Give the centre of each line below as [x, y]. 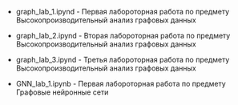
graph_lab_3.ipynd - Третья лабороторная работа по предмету [123, 60]
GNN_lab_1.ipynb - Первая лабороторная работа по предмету [121, 84]
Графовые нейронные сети [62, 92]
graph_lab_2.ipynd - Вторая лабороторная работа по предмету [123, 36]
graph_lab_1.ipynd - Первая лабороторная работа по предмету [123, 12]
